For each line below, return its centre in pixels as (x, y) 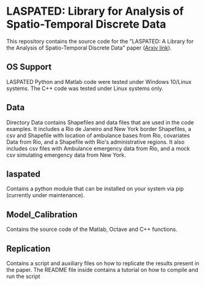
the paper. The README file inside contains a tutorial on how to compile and (102, 270)
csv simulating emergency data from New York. (66, 155)
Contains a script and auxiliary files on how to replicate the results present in (103, 263)
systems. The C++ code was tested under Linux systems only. (85, 88)
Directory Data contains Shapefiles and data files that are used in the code (100, 122)
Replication (28, 248)
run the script (24, 276)
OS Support (29, 67)
